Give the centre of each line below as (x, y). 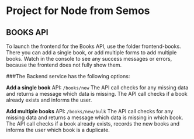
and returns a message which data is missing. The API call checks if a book (97, 94)
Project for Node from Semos (78, 11)
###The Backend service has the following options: (68, 76)
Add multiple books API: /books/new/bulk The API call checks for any (90, 111)
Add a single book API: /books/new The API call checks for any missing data (97, 88)
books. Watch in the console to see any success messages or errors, (89, 59)
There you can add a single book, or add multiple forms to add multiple (91, 53)
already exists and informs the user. (49, 100)
